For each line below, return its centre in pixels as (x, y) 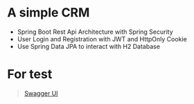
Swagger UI (41, 93)
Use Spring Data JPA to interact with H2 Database (89, 46)
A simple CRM (48, 13)
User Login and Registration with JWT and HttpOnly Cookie (102, 39)
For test (30, 74)
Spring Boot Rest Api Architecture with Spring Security (95, 32)
